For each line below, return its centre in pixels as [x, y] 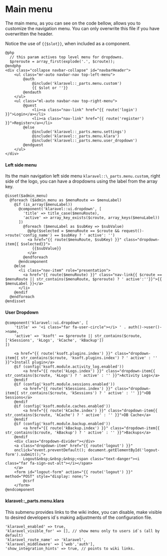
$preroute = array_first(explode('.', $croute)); [62, 61]
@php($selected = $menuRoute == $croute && [73, 231]
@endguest [33, 145]
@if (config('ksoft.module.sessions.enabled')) [64, 384]
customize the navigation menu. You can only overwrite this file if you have [82, 28]
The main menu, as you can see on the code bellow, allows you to [73, 23]
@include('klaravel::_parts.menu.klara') [76, 136]
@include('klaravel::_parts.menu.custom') [77, 83]
